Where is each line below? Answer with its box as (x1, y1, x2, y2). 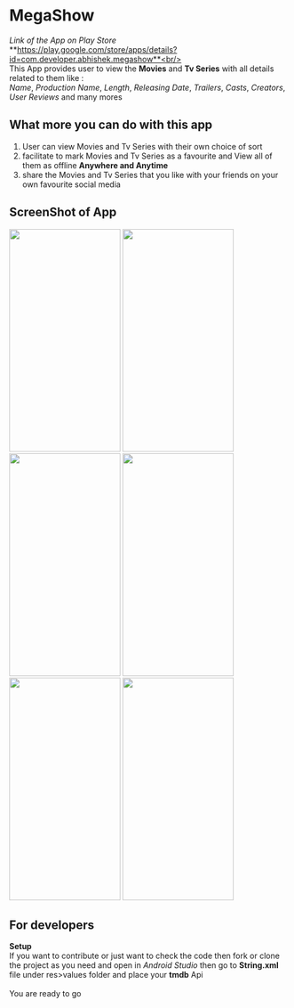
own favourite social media (21, 179, 122, 190)
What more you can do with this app (9, 118, 213, 133)
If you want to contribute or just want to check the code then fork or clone (9, 950, 280, 962)
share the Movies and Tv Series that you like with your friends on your (21, 169, 279, 180)
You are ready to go (9, 988, 82, 999)
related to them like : (9, 72, 84, 83)
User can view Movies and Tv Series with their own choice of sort (21, 141, 263, 151)
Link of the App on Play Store (9, 35, 117, 45)
